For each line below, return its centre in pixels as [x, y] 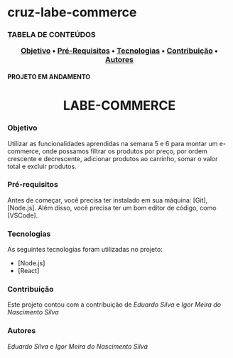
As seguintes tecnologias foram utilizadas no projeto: [85, 250]
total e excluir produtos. [42, 166]
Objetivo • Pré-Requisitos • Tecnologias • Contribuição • [119, 51]
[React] [28, 271]
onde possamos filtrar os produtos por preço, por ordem [125, 151]
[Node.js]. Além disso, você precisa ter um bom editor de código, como [112, 208]
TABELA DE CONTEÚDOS [52, 35]
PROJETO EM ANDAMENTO [49, 77]
